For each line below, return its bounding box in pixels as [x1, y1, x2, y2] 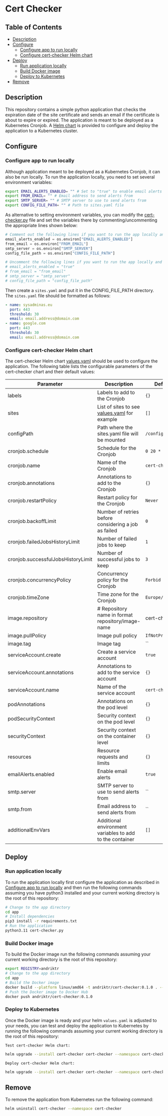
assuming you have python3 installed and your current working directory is [5, 889, 160, 895]
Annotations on [97, 698, 133, 705]
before [97, 514, 113, 521]
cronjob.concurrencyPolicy [7, 576, 71, 583]
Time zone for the [97, 591, 139, 598]
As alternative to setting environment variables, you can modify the [5, 212, 143, 217]
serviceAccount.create [7, 651, 61, 658]
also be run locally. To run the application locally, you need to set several [5, 173, 155, 180]
